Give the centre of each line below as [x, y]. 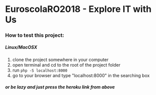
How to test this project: [35, 35]
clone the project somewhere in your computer [60, 60]
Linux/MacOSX [21, 47]
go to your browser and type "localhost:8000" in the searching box [81, 76]
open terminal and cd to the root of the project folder [66, 65]
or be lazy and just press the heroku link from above [60, 87]
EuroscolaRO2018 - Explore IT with [78, 9]
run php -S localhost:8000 [40, 70]
